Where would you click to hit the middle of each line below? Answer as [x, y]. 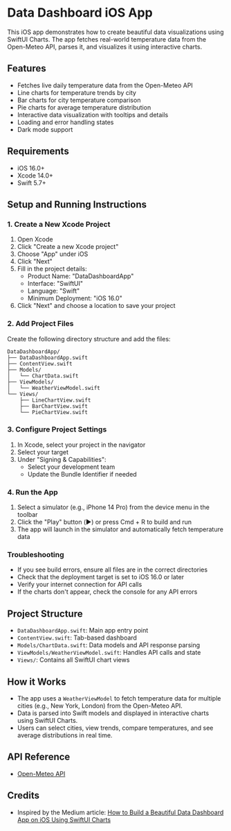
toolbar [27, 515]
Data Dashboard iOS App [80, 13]
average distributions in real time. [65, 735]
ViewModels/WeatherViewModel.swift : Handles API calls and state [109, 653]
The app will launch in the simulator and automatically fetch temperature [120, 529]
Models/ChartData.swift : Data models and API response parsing [109, 645]
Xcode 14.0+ [35, 175]
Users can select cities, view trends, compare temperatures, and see [115, 728]
